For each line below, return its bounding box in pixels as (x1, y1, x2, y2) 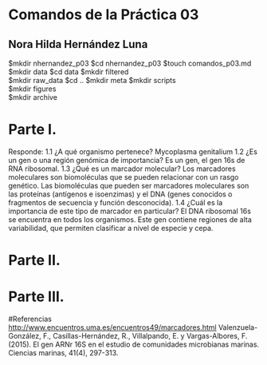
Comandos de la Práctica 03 (8, 6, 199, 24)
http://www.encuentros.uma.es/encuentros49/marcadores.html (8, 323, 217, 332)
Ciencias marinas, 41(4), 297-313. (8, 348, 119, 358)
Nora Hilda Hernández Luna (8, 38, 148, 51)
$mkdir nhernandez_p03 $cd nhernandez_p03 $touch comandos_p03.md (8, 58, 252, 68)
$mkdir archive (8, 93, 58, 101)
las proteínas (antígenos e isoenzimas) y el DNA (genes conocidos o (8, 189, 233, 199)
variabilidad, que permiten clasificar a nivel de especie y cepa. (8, 223, 214, 232)
